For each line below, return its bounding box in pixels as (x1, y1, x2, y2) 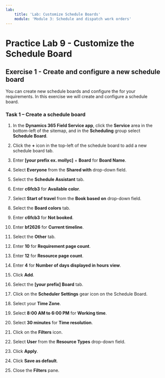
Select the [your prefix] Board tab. (12, 281, 83, 287)
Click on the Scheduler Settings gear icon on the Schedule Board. (12, 291, 148, 297)
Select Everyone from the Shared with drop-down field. (12, 167, 127, 172)
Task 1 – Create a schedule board (5, 111, 86, 118)
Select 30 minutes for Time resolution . (12, 319, 93, 325)
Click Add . (12, 272, 34, 277)
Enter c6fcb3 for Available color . (12, 186, 81, 192)
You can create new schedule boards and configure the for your (5, 88, 136, 94)
